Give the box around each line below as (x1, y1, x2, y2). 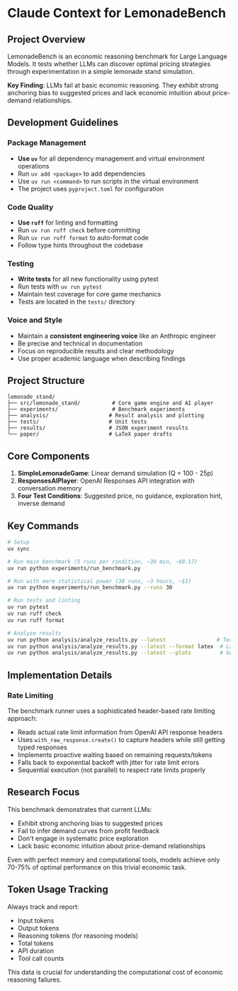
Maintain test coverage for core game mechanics (17, 290, 161, 299)
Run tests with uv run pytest (17, 282, 103, 291)
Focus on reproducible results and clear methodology (17, 346, 175, 355)
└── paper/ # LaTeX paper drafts (7, 431, 173, 438)
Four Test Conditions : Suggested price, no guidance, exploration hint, (17, 492, 223, 500)
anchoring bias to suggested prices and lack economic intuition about (7, 89, 211, 97)
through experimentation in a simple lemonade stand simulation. (7, 68, 195, 75)
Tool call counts (17, 954, 64, 963)
